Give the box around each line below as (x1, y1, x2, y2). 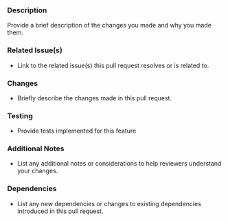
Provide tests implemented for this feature (16, 126, 137, 135)
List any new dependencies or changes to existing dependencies (16, 199, 201, 208)
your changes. (16, 167, 58, 175)
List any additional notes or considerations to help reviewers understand (16, 159, 222, 168)
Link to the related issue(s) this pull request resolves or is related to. (16, 61, 209, 69)
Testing (7, 111, 33, 120)
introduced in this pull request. (16, 207, 104, 215)
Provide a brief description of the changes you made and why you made (7, 21, 212, 30)
